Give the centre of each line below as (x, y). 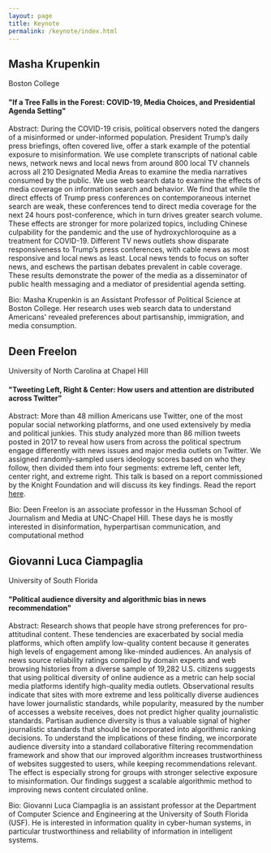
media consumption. (43, 326)
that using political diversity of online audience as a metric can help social (132, 678)
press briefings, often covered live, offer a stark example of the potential (129, 146)
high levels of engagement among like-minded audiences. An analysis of (130, 652)
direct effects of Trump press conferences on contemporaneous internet (130, 198)
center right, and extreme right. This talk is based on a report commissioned (135, 477)
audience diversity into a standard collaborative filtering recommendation (131, 747)
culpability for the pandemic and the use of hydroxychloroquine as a (123, 232)
